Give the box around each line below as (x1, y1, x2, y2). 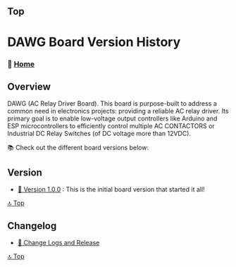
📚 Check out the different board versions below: (7, 144, 149, 152)
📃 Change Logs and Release (17, 238, 100, 247)
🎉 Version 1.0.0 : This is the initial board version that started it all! (17, 185, 206, 194)
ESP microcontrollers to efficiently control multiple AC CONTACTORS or (7, 122, 215, 130)
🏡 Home (7, 59, 35, 69)
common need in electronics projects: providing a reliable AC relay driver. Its (7, 107, 229, 116)
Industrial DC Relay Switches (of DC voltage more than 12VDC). (7, 130, 192, 138)
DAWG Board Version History (7, 34, 181, 50)
